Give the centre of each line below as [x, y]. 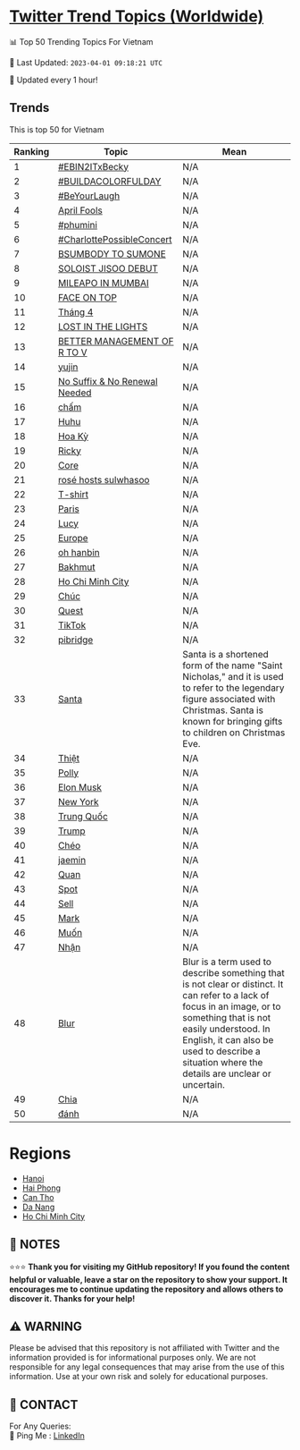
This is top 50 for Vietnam [57, 129]
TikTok [72, 625]
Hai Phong [41, 1188]
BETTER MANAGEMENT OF [116, 341]
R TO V [72, 352]
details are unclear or [227, 1073]
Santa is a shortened [226, 654]
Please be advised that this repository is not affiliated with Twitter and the [144, 1348]
